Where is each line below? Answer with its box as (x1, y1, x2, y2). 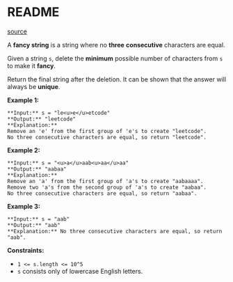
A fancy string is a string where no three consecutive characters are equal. (7, 40, 225, 49)
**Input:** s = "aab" (7, 215, 70, 223)
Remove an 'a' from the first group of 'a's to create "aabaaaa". (7, 178, 204, 185)
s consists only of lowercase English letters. (17, 267, 143, 275)
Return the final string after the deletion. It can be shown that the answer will (7, 75, 227, 84)
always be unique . (7, 82, 61, 91)
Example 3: (7, 202, 40, 210)
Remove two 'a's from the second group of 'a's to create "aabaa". (7, 184, 207, 191)
